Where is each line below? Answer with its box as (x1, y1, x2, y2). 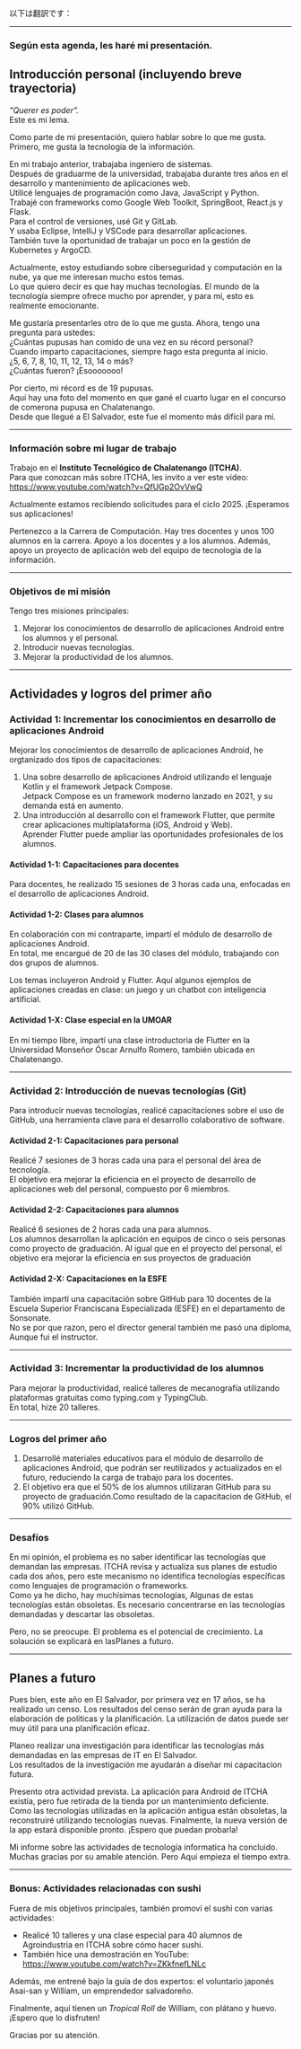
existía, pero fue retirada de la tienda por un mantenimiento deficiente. (9, 1796, 270, 1807)
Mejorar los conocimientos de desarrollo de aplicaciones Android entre (21, 623, 285, 634)
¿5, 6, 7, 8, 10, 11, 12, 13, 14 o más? (9, 356, 134, 366)
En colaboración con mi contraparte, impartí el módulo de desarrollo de (9, 928, 273, 940)
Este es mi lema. (9, 114, 70, 125)
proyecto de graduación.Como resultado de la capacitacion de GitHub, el (21, 1491, 292, 1502)
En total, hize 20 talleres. (9, 1402, 101, 1412)
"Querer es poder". (9, 104, 79, 115)
